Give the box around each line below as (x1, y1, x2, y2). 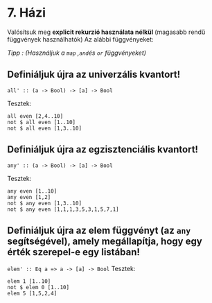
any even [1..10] (7, 187, 58, 195)
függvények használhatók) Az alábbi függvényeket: (7, 35, 154, 43)
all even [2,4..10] (7, 112, 64, 119)
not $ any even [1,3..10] (7, 200, 82, 207)
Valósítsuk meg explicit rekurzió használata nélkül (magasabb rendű (7, 28, 206, 36)
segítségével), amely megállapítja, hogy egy (7, 235, 202, 247)
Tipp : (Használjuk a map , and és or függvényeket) (7, 49, 147, 57)
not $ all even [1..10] (7, 119, 76, 125)
